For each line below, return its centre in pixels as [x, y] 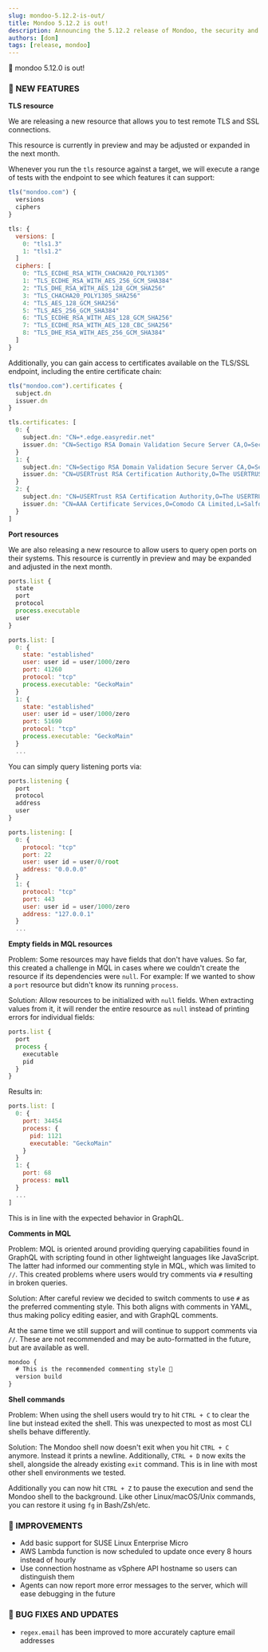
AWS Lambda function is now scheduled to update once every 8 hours [136, 1552]
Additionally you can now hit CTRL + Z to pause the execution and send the [131, 1489]
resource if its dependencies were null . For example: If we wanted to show [132, 977]
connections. [30, 130]
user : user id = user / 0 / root [71, 862]
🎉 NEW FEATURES [44, 88]
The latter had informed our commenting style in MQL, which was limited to [132, 1265]
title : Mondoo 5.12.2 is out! [59, 23]
